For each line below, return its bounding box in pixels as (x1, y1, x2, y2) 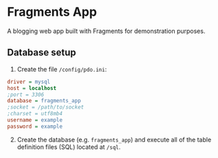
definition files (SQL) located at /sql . (16, 142, 121, 151)
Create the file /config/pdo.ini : (16, 65, 108, 73)
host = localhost (7, 84, 57, 91)
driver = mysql (7, 78, 51, 85)
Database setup (7, 47, 77, 58)
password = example (7, 123, 63, 130)
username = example (7, 117, 63, 124)
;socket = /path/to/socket (7, 104, 84, 111)
